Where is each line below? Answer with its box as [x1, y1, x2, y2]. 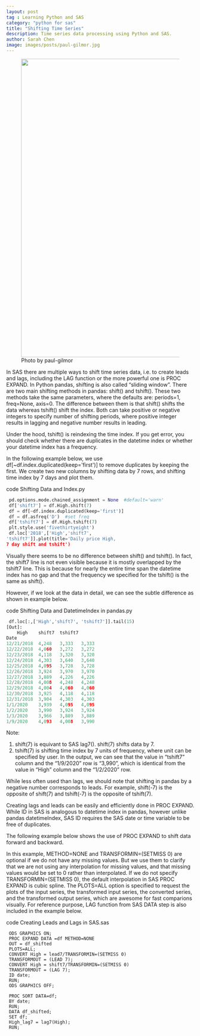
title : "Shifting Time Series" [6, 25, 84, 32]
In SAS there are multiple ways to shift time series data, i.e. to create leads [6, 368, 189, 375]
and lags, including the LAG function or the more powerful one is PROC [6, 374, 181, 382]
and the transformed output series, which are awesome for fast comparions [6, 895, 192, 902]
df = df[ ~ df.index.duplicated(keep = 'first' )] [8, 508, 124, 514]
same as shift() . [6, 577, 45, 585]
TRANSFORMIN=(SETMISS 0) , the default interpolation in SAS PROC [6, 875, 175, 883]
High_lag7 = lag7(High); [8, 1019, 70, 1025]
